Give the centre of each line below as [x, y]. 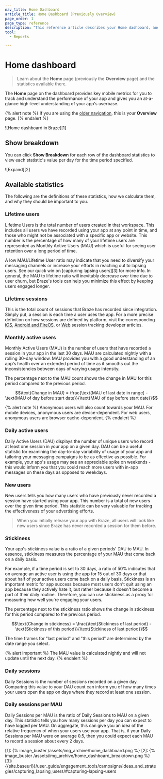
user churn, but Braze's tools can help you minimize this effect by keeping [79, 281]
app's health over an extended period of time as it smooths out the [72, 364]
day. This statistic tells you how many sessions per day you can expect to [78, 720]
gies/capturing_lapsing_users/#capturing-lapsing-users [61, 771]
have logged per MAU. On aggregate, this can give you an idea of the [74, 725]
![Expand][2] [18, 169]
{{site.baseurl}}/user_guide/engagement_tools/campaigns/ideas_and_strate [81, 766]
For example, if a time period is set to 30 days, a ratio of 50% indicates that [80, 569]
